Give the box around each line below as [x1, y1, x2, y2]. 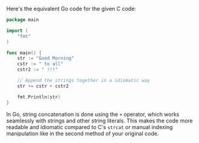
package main [6, 17, 39, 23]
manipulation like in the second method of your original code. [6, 130, 159, 137]
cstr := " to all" [17, 61, 64, 67]
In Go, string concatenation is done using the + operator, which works [6, 110, 180, 118]
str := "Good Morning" [17, 56, 74, 62]
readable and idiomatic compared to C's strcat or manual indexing [6, 123, 173, 130]
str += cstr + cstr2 [17, 83, 69, 89]
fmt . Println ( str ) [17, 94, 61, 100]
